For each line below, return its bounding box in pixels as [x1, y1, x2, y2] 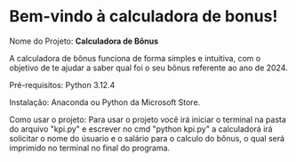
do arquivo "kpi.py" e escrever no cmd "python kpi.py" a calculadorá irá [9, 123, 273, 134]
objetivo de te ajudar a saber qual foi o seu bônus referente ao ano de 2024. [9, 62, 289, 73]
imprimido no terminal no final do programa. [9, 142, 171, 153]
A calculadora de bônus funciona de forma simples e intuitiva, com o [9, 53, 261, 63]
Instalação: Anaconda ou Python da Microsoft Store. [9, 96, 201, 108]
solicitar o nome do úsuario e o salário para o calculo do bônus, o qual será [9, 133, 285, 143]
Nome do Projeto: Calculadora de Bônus [9, 36, 159, 46]
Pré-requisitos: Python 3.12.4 [9, 79, 116, 90]
